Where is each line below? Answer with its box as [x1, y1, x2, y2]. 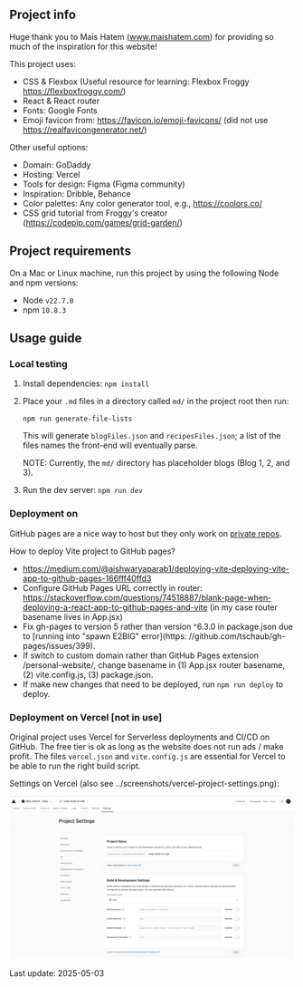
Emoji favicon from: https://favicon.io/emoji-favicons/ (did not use [22, 114, 269, 125]
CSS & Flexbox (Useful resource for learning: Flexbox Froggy [22, 76, 251, 87]
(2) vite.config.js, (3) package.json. [22, 669, 154, 680]
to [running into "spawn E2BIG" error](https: [22, 630, 187, 642]
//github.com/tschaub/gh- [188, 630, 286, 642]
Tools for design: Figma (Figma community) [22, 179, 185, 189]
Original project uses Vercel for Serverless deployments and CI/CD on [9, 731, 270, 742]
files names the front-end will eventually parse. [22, 440, 198, 451]
